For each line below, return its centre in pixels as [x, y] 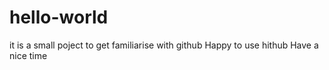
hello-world [59, 17]
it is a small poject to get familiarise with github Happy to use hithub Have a [164, 45]
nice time [28, 55]
